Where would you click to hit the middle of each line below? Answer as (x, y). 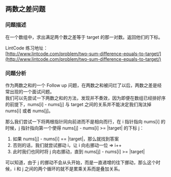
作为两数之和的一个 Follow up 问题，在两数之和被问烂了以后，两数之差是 (81, 85)
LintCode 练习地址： (27, 48)
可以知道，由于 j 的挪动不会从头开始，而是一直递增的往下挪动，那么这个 (81, 162)
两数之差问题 (25, 9)
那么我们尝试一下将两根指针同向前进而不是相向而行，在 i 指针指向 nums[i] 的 (85, 121)
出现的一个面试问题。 (32, 91)
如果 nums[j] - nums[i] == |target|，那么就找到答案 (66, 139)
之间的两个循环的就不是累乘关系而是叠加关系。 (74, 169)
